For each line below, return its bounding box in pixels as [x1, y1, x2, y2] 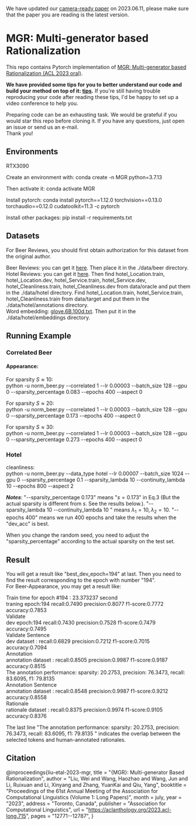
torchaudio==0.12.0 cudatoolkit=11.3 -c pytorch [6, 202, 120, 210]
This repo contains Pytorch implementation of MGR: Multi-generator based [6, 63, 187, 70]
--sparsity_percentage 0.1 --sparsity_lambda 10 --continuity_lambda [21, 476, 185, 483]
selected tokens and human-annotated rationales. [6, 736, 126, 743]
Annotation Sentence [6, 681, 57, 688]
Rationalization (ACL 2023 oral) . [6, 70, 83, 77]
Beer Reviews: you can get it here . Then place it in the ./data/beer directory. [6, 264, 189, 271]
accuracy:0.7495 [6, 625, 47, 632]
